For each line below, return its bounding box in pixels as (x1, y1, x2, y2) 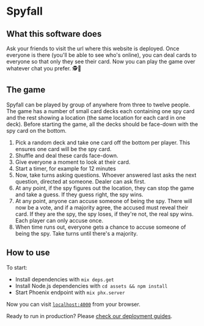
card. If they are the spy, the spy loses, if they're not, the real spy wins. (15, 210, 194, 218)
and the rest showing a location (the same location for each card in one (6, 114, 186, 121)
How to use (6, 248, 50, 258)
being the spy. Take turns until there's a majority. (15, 229, 138, 237)
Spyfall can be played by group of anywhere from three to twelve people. (6, 101, 191, 108)
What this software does (6, 29, 102, 39)
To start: (6, 264, 27, 271)
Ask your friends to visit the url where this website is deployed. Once (6, 45, 180, 52)
